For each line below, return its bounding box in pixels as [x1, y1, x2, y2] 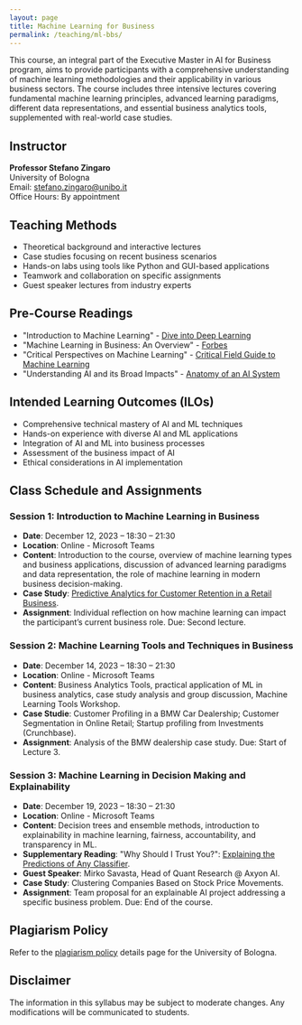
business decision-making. [22, 579, 124, 590]
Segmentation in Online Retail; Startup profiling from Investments [22, 717, 264, 728]
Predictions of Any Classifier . [22, 858, 131, 869]
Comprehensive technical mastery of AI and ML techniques [22, 418, 243, 429]
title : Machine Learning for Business [9, 22, 155, 31]
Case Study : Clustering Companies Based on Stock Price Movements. [22, 877, 284, 888]
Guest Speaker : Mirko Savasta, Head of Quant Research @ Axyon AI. [22, 868, 280, 879]
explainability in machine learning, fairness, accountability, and [22, 829, 257, 840]
